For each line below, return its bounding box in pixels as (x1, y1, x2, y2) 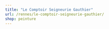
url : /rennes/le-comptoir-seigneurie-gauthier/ (5, 12, 105, 17)
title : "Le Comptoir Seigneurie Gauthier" (5, 7, 93, 12)
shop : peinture (5, 16, 36, 21)
